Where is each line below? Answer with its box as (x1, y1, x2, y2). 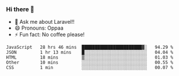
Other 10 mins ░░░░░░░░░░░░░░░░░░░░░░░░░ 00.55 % (6, 60, 174, 66)
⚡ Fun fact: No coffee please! (14, 31, 85, 38)
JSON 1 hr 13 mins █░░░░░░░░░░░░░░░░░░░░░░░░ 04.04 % (6, 49, 174, 56)
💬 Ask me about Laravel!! (14, 19, 75, 26)
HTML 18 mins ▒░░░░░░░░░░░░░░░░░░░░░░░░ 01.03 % (6, 55, 174, 60)
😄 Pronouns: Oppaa (14, 24, 64, 31)
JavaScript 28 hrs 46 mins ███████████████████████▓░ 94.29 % (6, 45, 174, 50)
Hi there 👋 (6, 5, 35, 13)
